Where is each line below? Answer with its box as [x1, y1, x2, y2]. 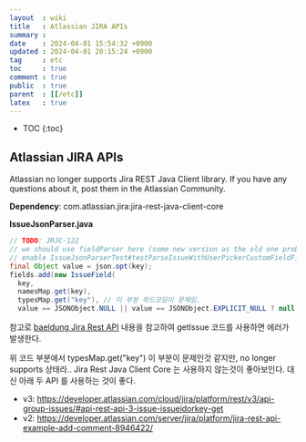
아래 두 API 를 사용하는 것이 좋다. [18, 375, 137, 386]
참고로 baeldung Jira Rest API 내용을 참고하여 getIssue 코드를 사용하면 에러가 [9, 322, 290, 333]
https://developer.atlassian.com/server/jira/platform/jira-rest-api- [36, 413, 281, 424]
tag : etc [9, 56, 64, 65]
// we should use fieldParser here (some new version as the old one [9, 245, 280, 254]
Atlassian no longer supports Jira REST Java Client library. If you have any [9, 174, 288, 185]
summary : [9, 30, 47, 39]
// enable [9, 252, 47, 262]
